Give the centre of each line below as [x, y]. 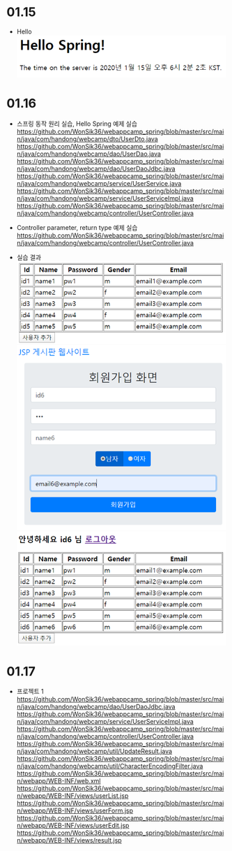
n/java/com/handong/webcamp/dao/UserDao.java [89, 154]
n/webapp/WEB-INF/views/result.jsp [69, 841]
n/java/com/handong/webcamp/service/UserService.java [99, 183]
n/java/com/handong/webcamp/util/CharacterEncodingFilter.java [110, 766]
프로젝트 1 [30, 692]
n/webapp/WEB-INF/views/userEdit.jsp [73, 826]
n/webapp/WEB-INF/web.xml [59, 781]
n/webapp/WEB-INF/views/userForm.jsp [75, 810]
